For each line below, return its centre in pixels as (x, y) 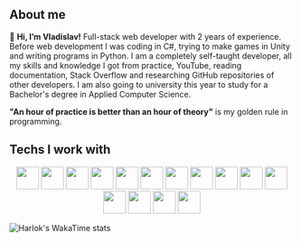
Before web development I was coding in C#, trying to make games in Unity (150, 46)
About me (38, 15)
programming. (36, 121)
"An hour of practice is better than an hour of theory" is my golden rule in (149, 111)
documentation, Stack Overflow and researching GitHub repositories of (142, 75)
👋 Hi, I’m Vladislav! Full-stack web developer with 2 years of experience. (146, 36)
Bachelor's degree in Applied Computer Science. (100, 94)
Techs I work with (60, 149)
